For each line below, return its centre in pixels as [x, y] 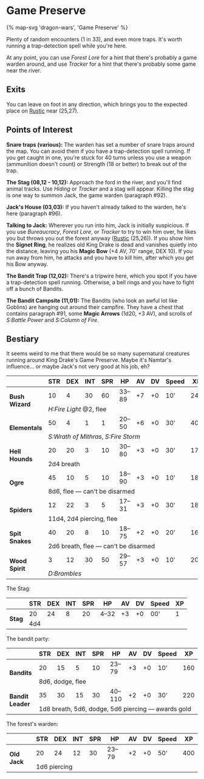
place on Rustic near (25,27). [42, 111]
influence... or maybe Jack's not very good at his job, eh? [78, 366]
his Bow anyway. [27, 264]
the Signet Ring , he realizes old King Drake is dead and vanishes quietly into [102, 245]
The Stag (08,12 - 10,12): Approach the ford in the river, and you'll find [94, 182]
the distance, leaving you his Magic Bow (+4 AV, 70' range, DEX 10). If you [100, 251]
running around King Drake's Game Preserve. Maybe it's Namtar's [89, 360]
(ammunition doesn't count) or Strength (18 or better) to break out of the [97, 164]
